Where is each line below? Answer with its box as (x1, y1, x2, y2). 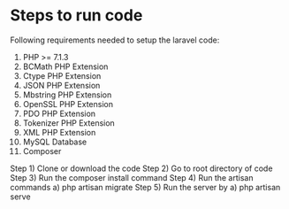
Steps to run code (10, 5, 143, 26)
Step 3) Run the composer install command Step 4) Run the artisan (10, 172, 254, 182)
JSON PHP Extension (22, 80, 101, 90)
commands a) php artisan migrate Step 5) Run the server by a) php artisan (10, 182, 281, 192)
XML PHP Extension (22, 127, 96, 137)
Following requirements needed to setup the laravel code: (10, 35, 220, 45)
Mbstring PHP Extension (22, 89, 112, 100)
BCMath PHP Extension (22, 61, 109, 72)
